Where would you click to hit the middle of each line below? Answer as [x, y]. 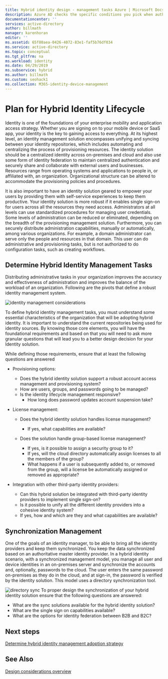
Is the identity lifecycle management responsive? [70, 394]
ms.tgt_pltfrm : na [24, 56]
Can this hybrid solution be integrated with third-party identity [83, 494]
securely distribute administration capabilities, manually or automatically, [80, 228]
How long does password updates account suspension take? [90, 400]
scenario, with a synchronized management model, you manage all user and [84, 559]
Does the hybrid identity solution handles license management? [85, 419]
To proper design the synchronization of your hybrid [95, 590]
